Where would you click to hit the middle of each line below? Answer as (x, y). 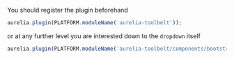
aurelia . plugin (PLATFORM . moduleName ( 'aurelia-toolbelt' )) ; (95, 23)
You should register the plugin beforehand (68, 10)
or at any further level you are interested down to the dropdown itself (104, 36)
